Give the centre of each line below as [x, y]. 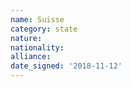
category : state [44, 29]
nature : [26, 38]
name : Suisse [37, 19]
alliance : [31, 57]
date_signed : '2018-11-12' [66, 66]
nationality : [37, 47]
